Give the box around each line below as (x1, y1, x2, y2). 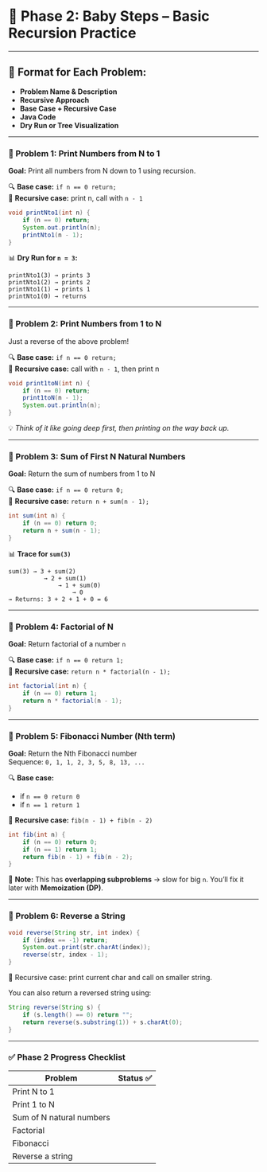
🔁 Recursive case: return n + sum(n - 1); (8, 497, 149, 506)
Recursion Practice (8, 24, 137, 42)
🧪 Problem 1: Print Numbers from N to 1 (8, 147, 161, 158)
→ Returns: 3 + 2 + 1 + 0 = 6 (8, 595, 109, 604)
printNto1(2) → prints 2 (8, 279, 91, 287)
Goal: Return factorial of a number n (8, 639, 126, 649)
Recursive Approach (19, 95, 90, 104)
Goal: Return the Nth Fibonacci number (8, 748, 137, 758)
